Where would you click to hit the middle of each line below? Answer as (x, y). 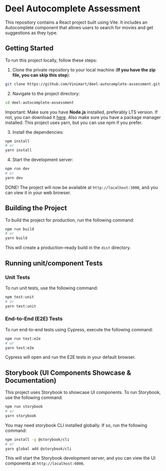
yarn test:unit (21, 306)
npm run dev (17, 169)
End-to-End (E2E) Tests (34, 319)
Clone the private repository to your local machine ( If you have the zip (84, 70)
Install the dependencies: (38, 132)
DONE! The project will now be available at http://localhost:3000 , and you (82, 187)
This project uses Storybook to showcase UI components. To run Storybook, (83, 392)
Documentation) (31, 380)
